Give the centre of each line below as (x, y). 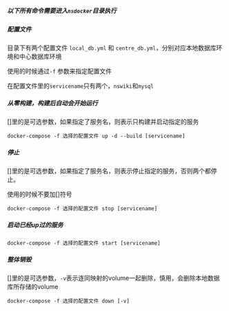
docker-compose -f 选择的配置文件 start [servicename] (84, 243)
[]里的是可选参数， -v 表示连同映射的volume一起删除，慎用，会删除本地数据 (113, 278)
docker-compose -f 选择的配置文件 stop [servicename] (82, 209)
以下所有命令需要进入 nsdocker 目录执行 (62, 10)
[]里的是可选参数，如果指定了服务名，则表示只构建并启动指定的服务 (103, 122)
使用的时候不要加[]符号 (40, 194)
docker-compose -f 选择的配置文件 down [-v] (68, 301)
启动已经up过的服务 (35, 225)
